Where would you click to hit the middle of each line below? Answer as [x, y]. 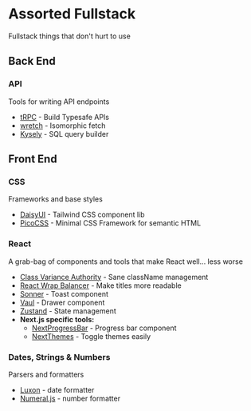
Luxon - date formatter [57, 389]
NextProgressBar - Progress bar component [104, 328]
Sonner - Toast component [64, 293]
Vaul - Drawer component [62, 302]
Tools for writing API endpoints [59, 102]
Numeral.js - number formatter [70, 398]
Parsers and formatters [46, 374]
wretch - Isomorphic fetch [63, 126]
